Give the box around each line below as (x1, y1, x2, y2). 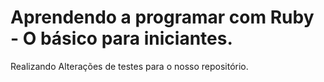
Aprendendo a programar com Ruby (10, 6, 315, 29)
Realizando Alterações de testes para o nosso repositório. (10, 60, 249, 72)
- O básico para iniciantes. (10, 27, 233, 50)
